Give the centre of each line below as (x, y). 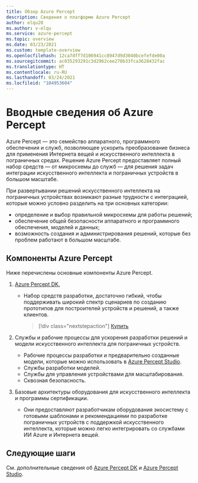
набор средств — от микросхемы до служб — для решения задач (90, 166)
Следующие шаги (41, 453)
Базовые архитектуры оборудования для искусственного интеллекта (103, 392)
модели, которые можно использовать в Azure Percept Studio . (103, 361)
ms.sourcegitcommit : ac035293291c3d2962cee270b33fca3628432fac (86, 61)
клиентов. (36, 314)
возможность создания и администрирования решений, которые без (103, 233)
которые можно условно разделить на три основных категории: (87, 203)
